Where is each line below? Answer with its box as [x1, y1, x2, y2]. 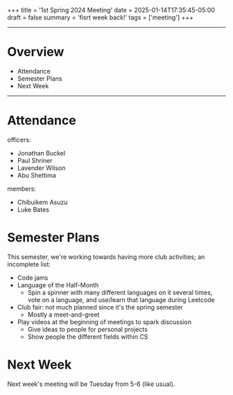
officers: [7, 135, 31, 144]
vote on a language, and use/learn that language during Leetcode [27, 295, 215, 304]
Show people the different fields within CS [27, 333, 148, 341]
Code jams [17, 274, 49, 282]
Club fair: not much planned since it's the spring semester [17, 303, 184, 311]
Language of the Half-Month [17, 280, 99, 289]
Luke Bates [17, 205, 50, 214]
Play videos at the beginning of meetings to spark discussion [17, 317, 192, 326]
